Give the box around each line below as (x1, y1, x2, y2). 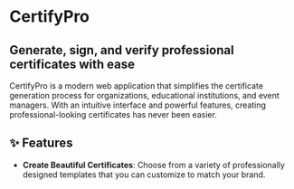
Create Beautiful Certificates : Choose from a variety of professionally (22, 159, 285, 170)
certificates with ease (9, 56, 136, 71)
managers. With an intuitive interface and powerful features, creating (9, 99, 267, 110)
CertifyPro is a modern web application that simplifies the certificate (9, 80, 264, 91)
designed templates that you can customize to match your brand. (22, 169, 266, 180)
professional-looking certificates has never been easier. (9, 109, 217, 119)
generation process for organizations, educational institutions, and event (9, 90, 280, 100)
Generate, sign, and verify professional (9, 43, 234, 58)
